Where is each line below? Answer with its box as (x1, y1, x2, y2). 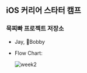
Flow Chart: (14, 49, 43, 57)
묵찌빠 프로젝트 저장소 (6, 25, 64, 33)
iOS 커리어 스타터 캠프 (6, 5, 82, 16)
